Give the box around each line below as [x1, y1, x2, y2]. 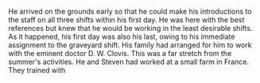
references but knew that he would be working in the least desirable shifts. [8, 24, 253, 32]
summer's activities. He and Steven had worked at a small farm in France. [8, 57, 249, 66]
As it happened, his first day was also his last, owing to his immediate [8, 32, 235, 41]
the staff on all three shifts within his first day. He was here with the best [8, 15, 245, 25]
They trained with [8, 66, 66, 74]
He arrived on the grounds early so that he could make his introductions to [8, 7, 252, 16]
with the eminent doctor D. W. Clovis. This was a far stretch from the [8, 49, 232, 58]
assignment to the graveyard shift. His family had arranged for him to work [8, 40, 252, 50]
